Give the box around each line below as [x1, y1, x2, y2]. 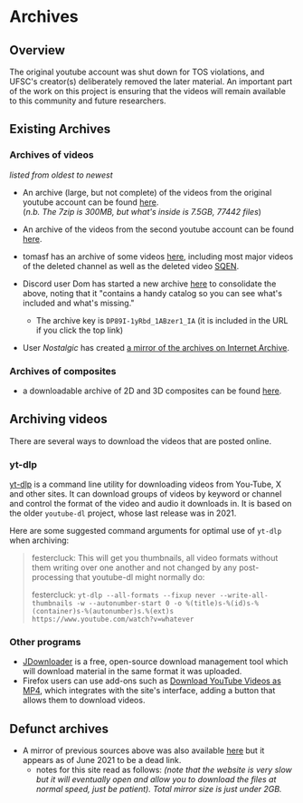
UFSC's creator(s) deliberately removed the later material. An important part [9, 76, 293, 87]
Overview [9, 43, 66, 58]
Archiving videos [9, 411, 109, 427]
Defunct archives [9, 721, 109, 736]
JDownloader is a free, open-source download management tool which [22, 656, 289, 667]
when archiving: [9, 535, 70, 546]
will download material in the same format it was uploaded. [22, 666, 242, 677]
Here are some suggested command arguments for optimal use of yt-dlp [9, 526, 282, 537]
